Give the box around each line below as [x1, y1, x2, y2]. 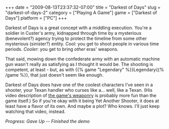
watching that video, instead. [5, 108, 66, 114]
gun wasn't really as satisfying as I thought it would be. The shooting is [5, 61, 153, 67]
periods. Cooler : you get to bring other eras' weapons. [5, 46, 119, 52]
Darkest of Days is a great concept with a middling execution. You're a [5, 25, 152, 31]
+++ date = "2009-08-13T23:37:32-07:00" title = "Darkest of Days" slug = [5, 5, 161, 10]
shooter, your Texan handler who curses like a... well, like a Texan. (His [5, 87, 153, 93]
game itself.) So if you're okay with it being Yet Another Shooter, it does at [5, 98, 159, 104]
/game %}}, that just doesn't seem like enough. [5, 72, 104, 78]
